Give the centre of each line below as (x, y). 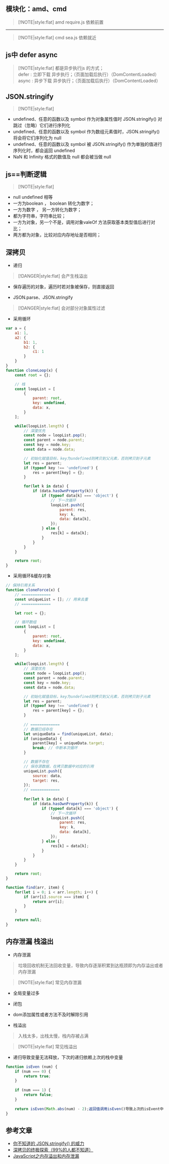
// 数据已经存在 (38, 729)
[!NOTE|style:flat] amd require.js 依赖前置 (61, 22)
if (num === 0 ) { (33, 1071)
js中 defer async (32, 55)
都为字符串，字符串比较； (39, 216)
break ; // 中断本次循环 (55, 748)
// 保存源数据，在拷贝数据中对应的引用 (59, 766)
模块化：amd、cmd (36, 9)
